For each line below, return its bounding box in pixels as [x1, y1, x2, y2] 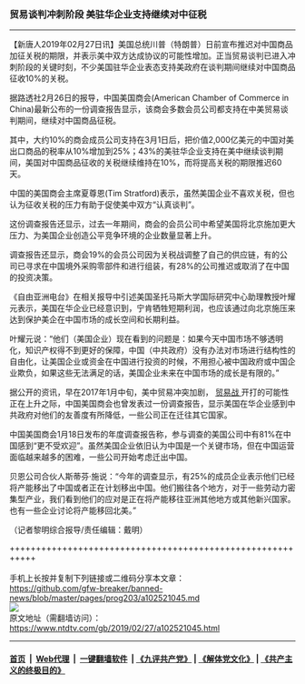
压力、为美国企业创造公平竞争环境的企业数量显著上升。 [9, 230, 216, 241]
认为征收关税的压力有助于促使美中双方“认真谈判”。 [9, 199, 200, 210]
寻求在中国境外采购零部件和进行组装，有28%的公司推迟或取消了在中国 [25, 261, 290, 272]
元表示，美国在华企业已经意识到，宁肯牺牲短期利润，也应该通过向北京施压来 [9, 303, 296, 314]
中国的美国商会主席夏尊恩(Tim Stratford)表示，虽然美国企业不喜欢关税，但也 [9, 188, 295, 199]
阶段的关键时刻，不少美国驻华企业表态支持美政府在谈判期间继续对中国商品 [16, 62, 296, 73]
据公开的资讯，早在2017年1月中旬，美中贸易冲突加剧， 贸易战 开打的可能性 [9, 387, 290, 397]
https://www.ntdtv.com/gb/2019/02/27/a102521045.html [9, 623, 221, 634]
